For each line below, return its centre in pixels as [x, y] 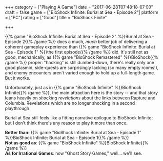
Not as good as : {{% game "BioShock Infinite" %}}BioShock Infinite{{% [77, 143]
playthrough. [18, 108]
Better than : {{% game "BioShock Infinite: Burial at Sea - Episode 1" [73, 132]
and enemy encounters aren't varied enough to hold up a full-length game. [80, 73]
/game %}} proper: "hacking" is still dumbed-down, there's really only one [80, 62]
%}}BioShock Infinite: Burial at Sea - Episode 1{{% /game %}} [67, 138]
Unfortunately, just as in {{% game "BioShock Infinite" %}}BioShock [73, 87]
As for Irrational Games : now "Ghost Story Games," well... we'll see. [74, 153]
